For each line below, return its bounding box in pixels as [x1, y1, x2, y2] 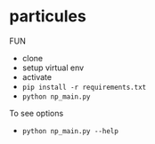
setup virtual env [21, 62, 85, 73]
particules [9, 6, 86, 27]
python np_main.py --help [21, 126, 118, 135]
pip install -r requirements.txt [21, 83, 147, 92]
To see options [9, 108, 64, 118]
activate [21, 71, 52, 82]
